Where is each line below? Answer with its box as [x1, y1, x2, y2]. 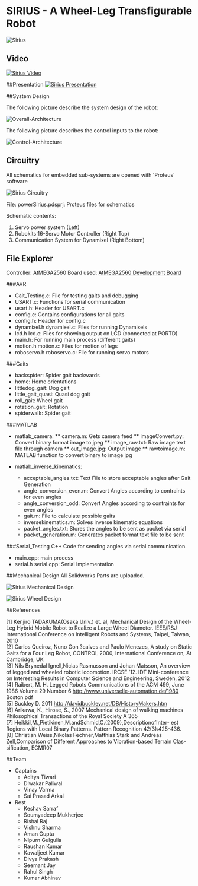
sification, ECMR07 [6, 744, 53, 751]
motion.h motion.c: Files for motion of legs [14, 342, 118, 350]
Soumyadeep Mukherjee [23, 811, 84, 818]
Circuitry [6, 155, 40, 166]
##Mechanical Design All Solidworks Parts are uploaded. [6, 572, 145, 579]
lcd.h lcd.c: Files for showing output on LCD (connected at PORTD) [14, 330, 178, 337]
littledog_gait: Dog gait [14, 385, 70, 392]
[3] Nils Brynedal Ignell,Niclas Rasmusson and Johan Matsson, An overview [6, 662, 190, 669]
